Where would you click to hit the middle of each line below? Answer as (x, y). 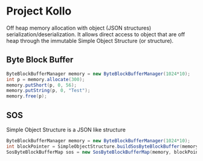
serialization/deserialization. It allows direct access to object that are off (96, 34)
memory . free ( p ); (27, 96)
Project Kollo (39, 11)
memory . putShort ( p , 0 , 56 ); (42, 85)
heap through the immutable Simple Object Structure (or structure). (90, 41)
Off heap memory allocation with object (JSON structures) (79, 28)
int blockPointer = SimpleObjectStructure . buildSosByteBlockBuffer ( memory (102, 146)
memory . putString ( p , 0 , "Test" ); (48, 91)
